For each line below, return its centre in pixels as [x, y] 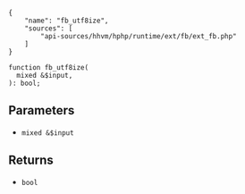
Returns [31, 160]
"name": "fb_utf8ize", [67, 21]
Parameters [42, 110]
